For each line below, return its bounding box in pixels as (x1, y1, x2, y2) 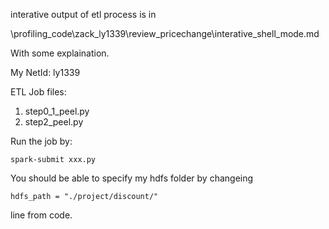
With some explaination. (10, 47, 110, 59)
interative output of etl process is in (10, 9, 157, 20)
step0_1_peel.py (24, 105, 90, 117)
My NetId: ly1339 (10, 67, 81, 78)
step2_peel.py (24, 116, 84, 128)
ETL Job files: (10, 86, 67, 98)
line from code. (10, 209, 73, 221)
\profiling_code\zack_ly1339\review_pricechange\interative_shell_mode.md (10, 28, 320, 39)
